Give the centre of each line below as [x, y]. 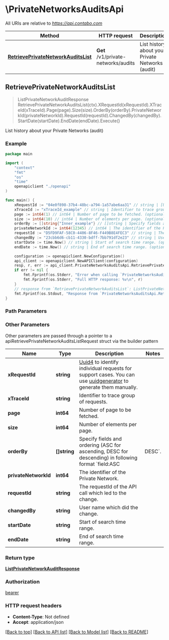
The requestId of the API [108, 486]
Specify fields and [101, 439]
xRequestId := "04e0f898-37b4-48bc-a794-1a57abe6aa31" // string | [86, 205]
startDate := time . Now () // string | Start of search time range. [85, 242]
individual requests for [106, 368]
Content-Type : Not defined [41, 617]
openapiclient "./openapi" [43, 187]
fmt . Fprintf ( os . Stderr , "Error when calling [71, 275]
